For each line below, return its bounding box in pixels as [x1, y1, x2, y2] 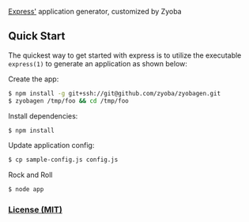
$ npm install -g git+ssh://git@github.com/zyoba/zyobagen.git [8, 89, 221, 97]
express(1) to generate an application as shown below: [8, 58, 188, 68]
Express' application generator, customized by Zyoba [8, 7, 182, 16]
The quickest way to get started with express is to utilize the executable [8, 51, 242, 60]
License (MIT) [8, 205, 63, 216]
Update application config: [8, 141, 95, 150]
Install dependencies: [8, 111, 78, 121]
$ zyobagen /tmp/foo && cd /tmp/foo [8, 96, 129, 105]
